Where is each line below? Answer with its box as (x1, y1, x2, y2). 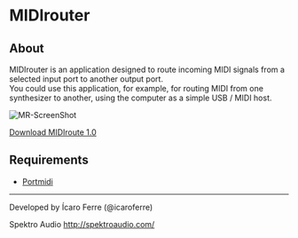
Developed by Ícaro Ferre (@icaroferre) (9, 202, 153, 212)
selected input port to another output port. (9, 74, 164, 84)
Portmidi (21, 176, 53, 186)
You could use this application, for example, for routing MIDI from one (9, 83, 264, 93)
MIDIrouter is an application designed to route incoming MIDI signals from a (9, 64, 286, 75)
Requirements (9, 153, 89, 168)
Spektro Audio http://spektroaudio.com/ (9, 218, 155, 229)
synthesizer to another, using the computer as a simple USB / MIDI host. (9, 92, 272, 103)
